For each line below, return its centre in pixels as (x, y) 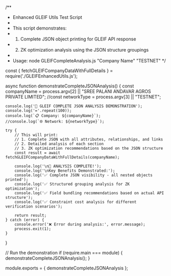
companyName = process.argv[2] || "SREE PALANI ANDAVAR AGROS (78, 91)
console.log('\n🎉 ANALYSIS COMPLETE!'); (58, 166)
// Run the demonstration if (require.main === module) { (64, 253)
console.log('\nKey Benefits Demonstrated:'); (65, 171)
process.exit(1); (33, 229)
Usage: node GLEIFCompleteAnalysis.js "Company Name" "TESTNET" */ (89, 61)
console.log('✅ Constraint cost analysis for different (76, 202)
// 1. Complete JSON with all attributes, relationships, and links (89, 140)
